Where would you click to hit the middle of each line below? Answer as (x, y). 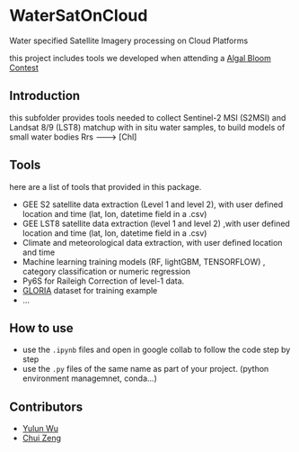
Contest (24, 68)
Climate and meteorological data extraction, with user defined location (152, 242)
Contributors (46, 407)
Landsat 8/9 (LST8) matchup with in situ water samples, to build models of (147, 127)
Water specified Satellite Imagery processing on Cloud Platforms (129, 41)
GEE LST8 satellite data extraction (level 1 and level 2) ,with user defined (156, 223)
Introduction (45, 96)
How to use (41, 328)
